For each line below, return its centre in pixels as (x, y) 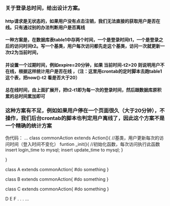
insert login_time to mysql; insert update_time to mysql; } (64, 149)
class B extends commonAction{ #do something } (57, 179)
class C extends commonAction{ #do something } (57, 189)
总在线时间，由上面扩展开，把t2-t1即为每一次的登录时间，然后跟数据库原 (81, 90)
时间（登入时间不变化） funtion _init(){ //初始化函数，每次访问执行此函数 (85, 144)
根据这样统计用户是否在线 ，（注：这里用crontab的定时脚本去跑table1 (90, 71)
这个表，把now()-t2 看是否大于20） (42, 77)
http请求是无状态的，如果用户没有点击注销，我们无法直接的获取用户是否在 (83, 21)
